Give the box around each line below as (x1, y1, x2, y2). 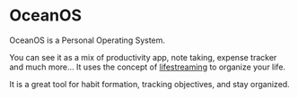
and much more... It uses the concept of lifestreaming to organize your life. (9, 61, 285, 72)
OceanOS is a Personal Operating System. (9, 35, 166, 45)
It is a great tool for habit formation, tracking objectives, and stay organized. (9, 78, 290, 89)
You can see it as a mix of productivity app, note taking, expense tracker (9, 52, 277, 62)
